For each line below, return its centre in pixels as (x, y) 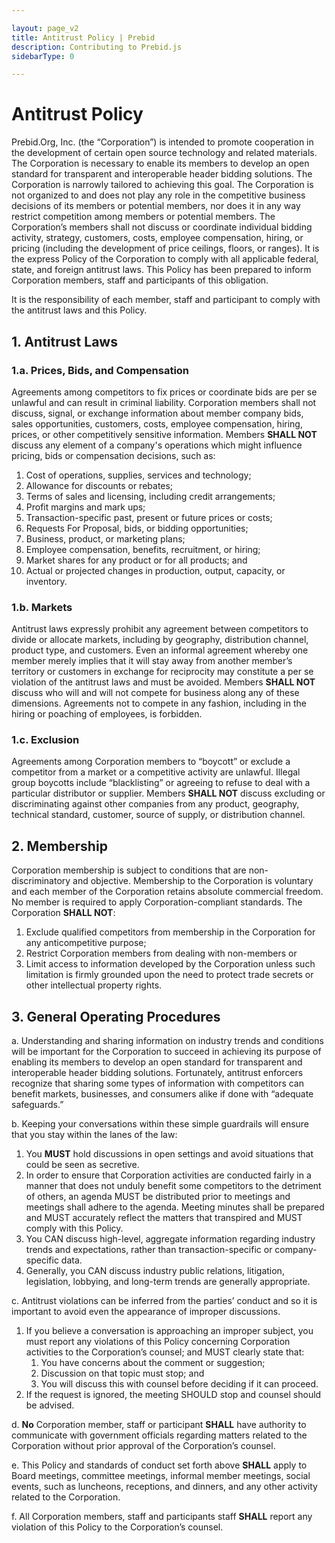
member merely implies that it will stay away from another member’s (152, 661)
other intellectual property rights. (94, 985)
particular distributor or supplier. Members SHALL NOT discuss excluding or (168, 793)
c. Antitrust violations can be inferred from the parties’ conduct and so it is (164, 1301)
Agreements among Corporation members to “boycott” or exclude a (151, 762)
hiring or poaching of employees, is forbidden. (107, 714)
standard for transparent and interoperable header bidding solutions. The (162, 174)
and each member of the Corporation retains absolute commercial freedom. (167, 892)
